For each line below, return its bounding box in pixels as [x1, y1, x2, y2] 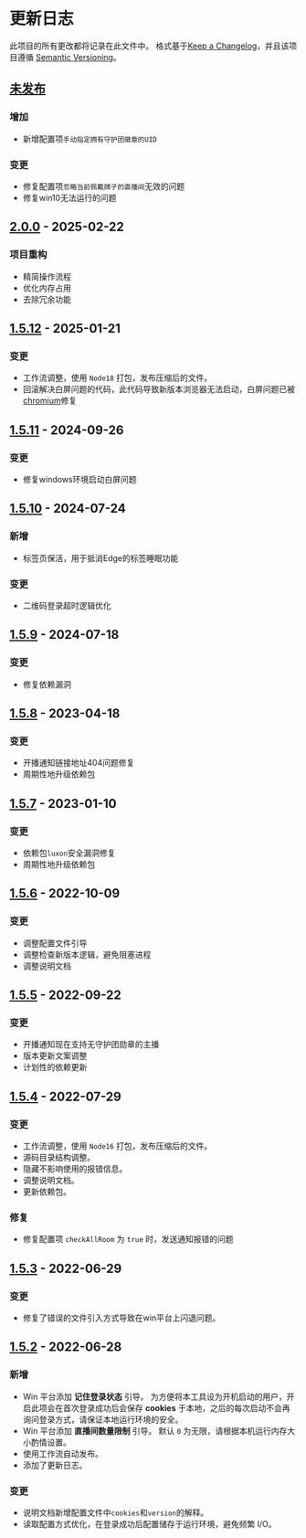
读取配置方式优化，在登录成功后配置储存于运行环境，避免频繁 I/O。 [22, 1519, 277, 1530]
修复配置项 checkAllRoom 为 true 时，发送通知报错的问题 [22, 1234, 235, 1245]
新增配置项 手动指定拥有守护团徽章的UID [22, 133, 157, 144]
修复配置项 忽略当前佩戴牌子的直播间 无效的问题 [22, 180, 185, 192]
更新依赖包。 [22, 1186, 71, 1197]
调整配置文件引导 [22, 938, 88, 949]
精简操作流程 [22, 270, 71, 281]
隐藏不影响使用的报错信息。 [22, 1163, 128, 1174]
